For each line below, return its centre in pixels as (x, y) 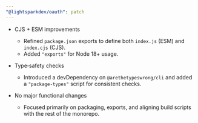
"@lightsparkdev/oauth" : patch (45, 12)
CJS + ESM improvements (47, 29)
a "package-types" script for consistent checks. (82, 84)
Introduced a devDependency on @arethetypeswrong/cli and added (108, 77)
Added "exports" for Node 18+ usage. (71, 54)
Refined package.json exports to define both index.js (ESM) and (104, 41)
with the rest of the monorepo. (61, 113)
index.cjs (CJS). (45, 47)
